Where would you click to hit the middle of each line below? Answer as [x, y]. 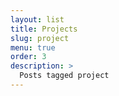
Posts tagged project [64, 76]
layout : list [37, 19]
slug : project [40, 38]
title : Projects [44, 29]
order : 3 [28, 57]
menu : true [33, 47]
